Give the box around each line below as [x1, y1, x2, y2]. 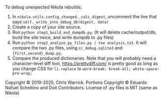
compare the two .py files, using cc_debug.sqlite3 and [12, 45, 123, 50]
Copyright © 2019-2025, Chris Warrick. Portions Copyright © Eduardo [5, 79, 147, 85]
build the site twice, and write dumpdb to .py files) [12, 34, 114, 40]
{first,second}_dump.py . [12, 50, 62, 56]
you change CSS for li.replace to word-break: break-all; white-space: [12, 66, 160, 72]
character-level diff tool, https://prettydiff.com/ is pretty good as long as [12, 61, 158, 66]
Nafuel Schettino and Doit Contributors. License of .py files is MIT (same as [5, 85, 158, 90]
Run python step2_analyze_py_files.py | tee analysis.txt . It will [12, 40, 147, 46]
